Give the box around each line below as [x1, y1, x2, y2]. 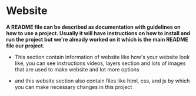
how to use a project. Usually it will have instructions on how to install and [6, 29, 190, 36]
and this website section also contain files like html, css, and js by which [14, 77, 190, 84]
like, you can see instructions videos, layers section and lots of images [14, 60, 186, 67]
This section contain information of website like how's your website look [14, 53, 190, 60]
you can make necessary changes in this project [14, 83, 132, 90]
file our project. [6, 42, 45, 49]
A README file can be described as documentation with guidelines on [6, 23, 181, 30]
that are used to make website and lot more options [14, 66, 139, 73]
